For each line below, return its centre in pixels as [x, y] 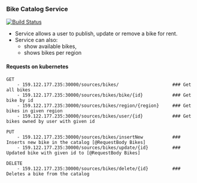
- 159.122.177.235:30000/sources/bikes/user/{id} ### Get [104, 116]
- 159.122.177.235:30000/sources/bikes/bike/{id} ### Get [104, 95]
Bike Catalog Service [37, 9]
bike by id [20, 100]
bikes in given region [34, 111]
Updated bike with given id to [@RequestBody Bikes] [73, 153]
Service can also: [36, 40]
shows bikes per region [53, 53]
